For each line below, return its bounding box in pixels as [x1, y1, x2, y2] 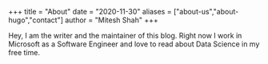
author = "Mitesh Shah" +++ [65, 15, 158, 25]
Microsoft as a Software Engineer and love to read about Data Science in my [8, 39, 260, 49]
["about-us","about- [173, 7, 239, 16]
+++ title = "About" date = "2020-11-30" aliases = [8, 7, 172, 16]
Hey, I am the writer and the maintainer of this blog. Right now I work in [8, 31, 242, 40]
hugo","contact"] [8, 15, 64, 25]
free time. [8, 48, 40, 57]
